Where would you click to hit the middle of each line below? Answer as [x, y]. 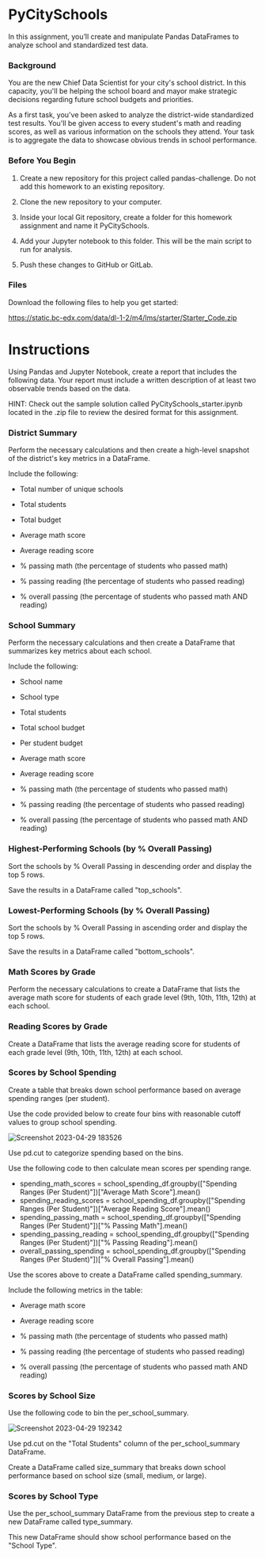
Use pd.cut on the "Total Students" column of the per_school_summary [124, 1444]
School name [41, 682]
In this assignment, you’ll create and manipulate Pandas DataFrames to [124, 36]
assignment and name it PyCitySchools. [84, 225]
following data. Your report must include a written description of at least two [132, 380]
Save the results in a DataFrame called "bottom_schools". [102, 951]
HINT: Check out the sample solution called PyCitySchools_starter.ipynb [125, 404]
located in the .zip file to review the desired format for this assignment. [123, 412]
